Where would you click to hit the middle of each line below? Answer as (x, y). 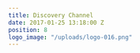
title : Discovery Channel (51, 15)
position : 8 (28, 30)
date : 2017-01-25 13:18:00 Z (56, 23)
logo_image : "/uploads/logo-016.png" (70, 37)
